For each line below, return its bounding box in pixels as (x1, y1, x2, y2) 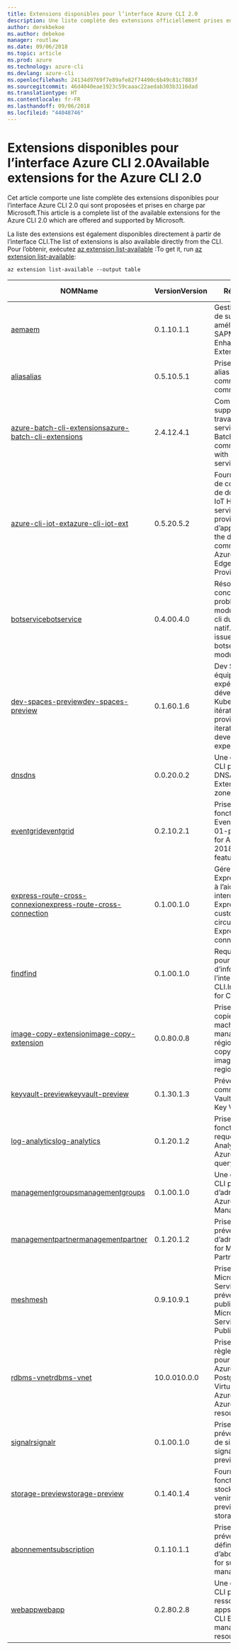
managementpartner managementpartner (11, 1234, 147, 1244)
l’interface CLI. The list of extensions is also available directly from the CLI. (7, 237, 223, 245)
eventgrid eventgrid (11, 826, 74, 836)
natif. (214, 623, 232, 633)
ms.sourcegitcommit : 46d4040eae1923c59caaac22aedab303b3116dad (7, 83, 198, 90)
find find (11, 968, 38, 978)
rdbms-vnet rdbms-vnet (11, 1372, 92, 1382)
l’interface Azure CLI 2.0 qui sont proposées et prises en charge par (7, 201, 206, 209)
